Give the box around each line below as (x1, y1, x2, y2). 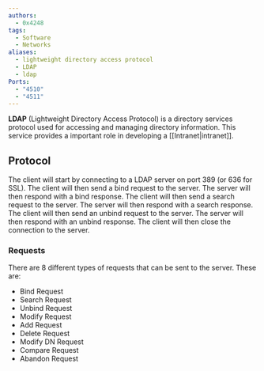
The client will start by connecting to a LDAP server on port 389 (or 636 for (8, 175, 253, 184)
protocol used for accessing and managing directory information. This (8, 123, 236, 132)
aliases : (8, 48, 37, 56)
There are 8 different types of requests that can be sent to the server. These (8, 263, 257, 273)
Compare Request (19, 346, 79, 355)
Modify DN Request (19, 337, 85, 346)
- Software (15, 33, 51, 42)
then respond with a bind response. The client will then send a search (8, 191, 236, 202)
